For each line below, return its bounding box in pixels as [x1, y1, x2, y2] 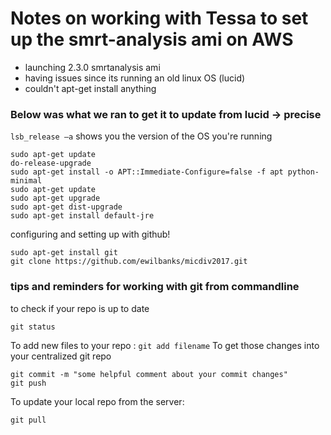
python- [287, 167, 320, 177]
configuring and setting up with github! [10, 228, 171, 241]
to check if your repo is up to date [10, 302, 150, 314]
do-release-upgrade [10, 158, 92, 169]
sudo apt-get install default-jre [10, 211, 155, 221]
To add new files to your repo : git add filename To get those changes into [10, 339, 320, 351]
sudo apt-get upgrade [10, 193, 101, 204]
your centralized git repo [10, 350, 112, 362]
